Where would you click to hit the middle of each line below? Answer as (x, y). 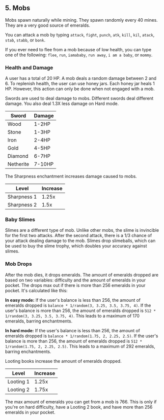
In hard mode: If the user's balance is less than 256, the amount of (73, 330)
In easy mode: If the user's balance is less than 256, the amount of (73, 300)
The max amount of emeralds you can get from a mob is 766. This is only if (81, 402)
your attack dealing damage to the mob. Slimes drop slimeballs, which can (80, 241)
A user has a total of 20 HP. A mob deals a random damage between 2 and (81, 78)
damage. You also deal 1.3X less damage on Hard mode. (62, 104)
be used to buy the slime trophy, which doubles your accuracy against (76, 246)
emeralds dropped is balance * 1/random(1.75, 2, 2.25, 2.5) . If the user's (82, 336)
